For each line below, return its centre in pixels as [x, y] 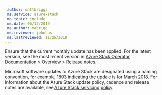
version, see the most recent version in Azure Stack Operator [68, 56]
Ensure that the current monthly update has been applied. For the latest [78, 51]
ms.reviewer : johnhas [29, 33]
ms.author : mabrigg [27, 28]
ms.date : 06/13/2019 [28, 24]
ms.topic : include [26, 19]
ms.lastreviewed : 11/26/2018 [37, 38]
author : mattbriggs [27, 10]
